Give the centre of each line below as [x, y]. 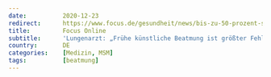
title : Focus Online [57, 30]
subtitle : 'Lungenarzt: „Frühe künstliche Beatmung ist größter [128, 38]
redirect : [25, 23]
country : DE [39, 46]
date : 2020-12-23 [54, 16]
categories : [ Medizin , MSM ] [61, 53]
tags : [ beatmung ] [54, 61]
